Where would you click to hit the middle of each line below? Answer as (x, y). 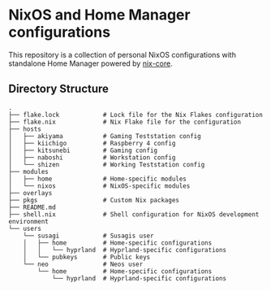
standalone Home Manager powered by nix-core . (90, 63)
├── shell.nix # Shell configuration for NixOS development (134, 214)
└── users (25, 228)
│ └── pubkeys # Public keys (87, 257)
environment (28, 221)
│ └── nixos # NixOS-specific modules (99, 186)
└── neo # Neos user (83, 264)
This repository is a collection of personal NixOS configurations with (123, 54)
